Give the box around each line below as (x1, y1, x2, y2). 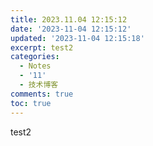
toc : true (10, 98, 52, 108)
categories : (10, 52, 60, 62)
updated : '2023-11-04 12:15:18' (10, 33, 145, 43)
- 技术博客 (19, 80, 59, 90)
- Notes (19, 61, 52, 71)
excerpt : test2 (10, 42, 74, 53)
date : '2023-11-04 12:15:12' (10, 24, 132, 34)
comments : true (10, 89, 74, 99)
